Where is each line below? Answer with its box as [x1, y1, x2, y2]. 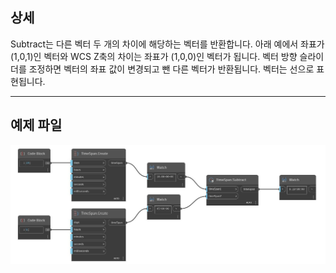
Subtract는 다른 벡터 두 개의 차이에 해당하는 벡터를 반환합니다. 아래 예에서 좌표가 [10, 38, 325, 50]
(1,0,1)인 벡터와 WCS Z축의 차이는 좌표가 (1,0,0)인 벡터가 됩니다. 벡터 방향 [10, 50, 298, 62]
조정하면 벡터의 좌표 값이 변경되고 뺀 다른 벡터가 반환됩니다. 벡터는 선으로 [28, 63, 315, 75]
